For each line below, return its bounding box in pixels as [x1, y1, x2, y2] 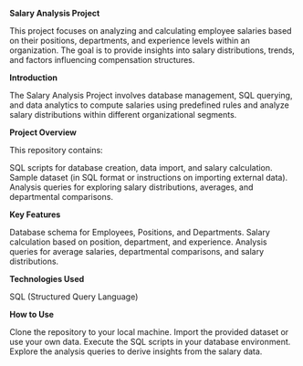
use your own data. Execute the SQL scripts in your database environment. [9, 337, 291, 347]
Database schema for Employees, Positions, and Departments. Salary [9, 227, 271, 237]
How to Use [9, 309, 55, 319]
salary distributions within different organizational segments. [9, 110, 237, 120]
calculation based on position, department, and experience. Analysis [9, 236, 267, 247]
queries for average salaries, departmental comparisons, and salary [9, 246, 265, 256]
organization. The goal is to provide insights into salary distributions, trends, [9, 45, 295, 56]
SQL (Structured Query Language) [9, 291, 139, 302]
